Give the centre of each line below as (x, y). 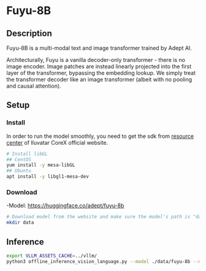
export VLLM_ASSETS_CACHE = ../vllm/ (52, 256)
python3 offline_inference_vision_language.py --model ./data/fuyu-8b (98, 261)
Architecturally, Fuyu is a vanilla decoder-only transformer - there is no (96, 60)
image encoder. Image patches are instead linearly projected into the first (99, 66)
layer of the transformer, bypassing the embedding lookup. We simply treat (101, 73)
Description (29, 33)
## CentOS (19, 159)
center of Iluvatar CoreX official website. (57, 142)
